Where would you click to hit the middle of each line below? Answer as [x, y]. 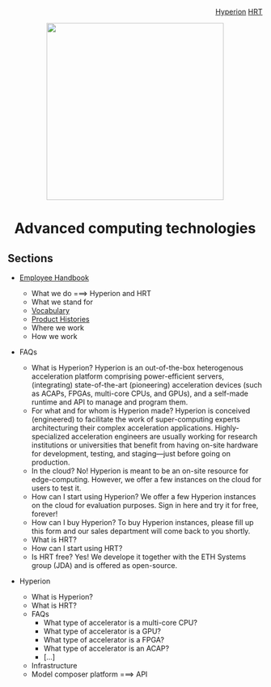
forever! [44, 514]
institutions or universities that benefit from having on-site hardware [145, 445]
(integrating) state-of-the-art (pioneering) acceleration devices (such [146, 385]
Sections [30, 258]
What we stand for [62, 302]
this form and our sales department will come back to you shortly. [141, 531]
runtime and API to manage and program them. [110, 402]
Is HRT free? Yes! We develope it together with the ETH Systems [139, 557]
